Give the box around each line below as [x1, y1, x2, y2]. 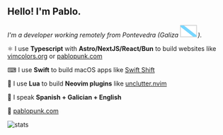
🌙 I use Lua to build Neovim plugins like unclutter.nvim [7, 79, 167, 88]
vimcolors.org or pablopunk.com [7, 52, 103, 60]
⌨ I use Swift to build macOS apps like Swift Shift [7, 65, 155, 74]
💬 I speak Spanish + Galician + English [7, 93, 122, 101]
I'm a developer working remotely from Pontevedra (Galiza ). [7, 30, 202, 39]
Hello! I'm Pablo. [7, 6, 81, 18]
